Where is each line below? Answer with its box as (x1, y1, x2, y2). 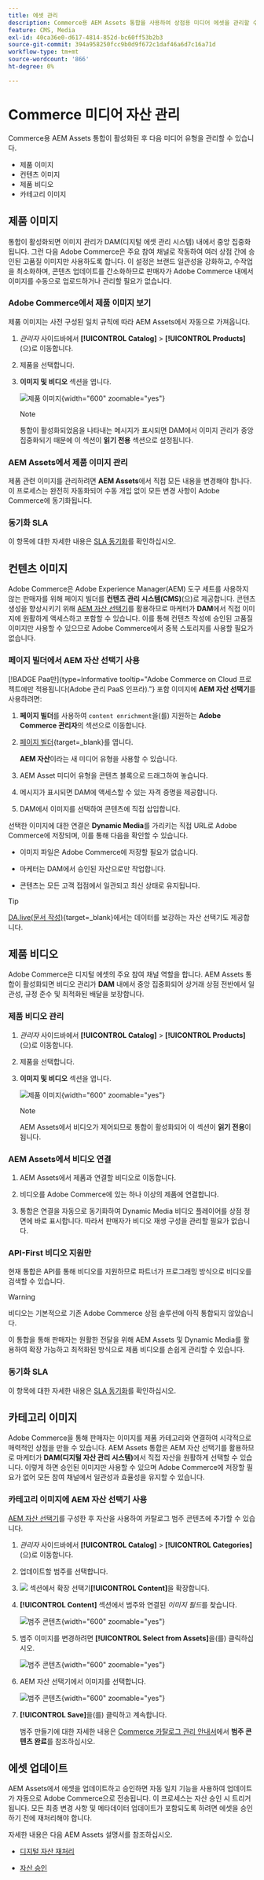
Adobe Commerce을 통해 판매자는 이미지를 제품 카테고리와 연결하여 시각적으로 (8, 1433, 252, 1442)
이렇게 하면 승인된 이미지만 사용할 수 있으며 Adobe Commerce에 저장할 (24, 1463, 245, 1472)
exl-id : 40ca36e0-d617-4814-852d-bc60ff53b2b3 (8, 33, 163, 42)
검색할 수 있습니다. (8, 1277, 65, 1286)
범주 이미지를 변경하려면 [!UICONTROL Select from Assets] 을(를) (19, 1633, 227, 1643)
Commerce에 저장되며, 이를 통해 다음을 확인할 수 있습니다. (8, 830, 189, 840)
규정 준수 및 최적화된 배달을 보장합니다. (24, 989, 145, 999)
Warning (8, 1292, 35, 1302)
